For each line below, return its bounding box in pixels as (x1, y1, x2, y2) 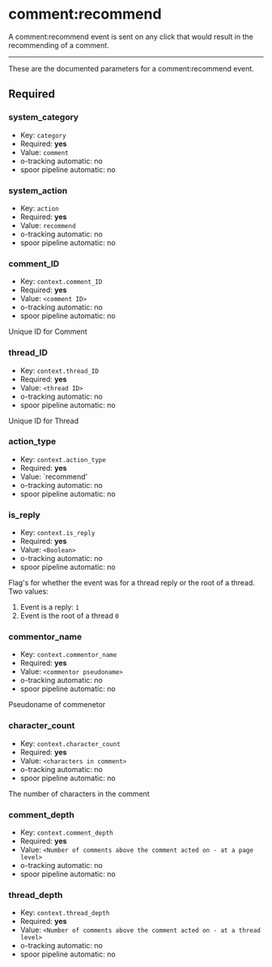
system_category (8, 111, 79, 123)
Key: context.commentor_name (19, 650, 117, 659)
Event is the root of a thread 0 (19, 611, 119, 621)
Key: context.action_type (19, 454, 107, 464)
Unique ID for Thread (8, 416, 79, 425)
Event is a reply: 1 (19, 602, 79, 612)
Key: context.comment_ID (19, 277, 103, 287)
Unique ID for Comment (8, 326, 87, 337)
